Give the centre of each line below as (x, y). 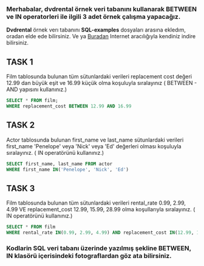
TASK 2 (21, 125)
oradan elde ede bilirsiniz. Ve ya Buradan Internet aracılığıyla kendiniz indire (101, 36)
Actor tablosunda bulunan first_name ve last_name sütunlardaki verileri (95, 140)
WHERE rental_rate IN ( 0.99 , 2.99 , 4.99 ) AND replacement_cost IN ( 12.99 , (100, 233)
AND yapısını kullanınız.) (37, 89)
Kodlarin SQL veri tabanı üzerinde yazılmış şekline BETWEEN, (99, 248)
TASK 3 (21, 188)
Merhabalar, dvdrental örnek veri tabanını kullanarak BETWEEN (102, 9)
